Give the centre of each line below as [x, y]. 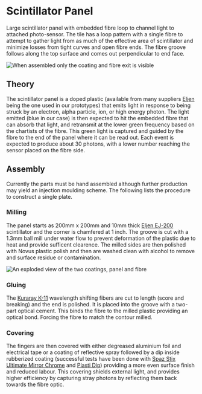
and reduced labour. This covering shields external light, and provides [93, 372]
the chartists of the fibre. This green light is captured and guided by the [95, 131]
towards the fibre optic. [35, 384]
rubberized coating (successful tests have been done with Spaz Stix [91, 359]
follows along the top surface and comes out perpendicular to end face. [96, 53]
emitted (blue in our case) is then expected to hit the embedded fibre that [97, 118]
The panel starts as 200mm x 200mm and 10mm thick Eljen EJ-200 [90, 225]
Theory [21, 84]
